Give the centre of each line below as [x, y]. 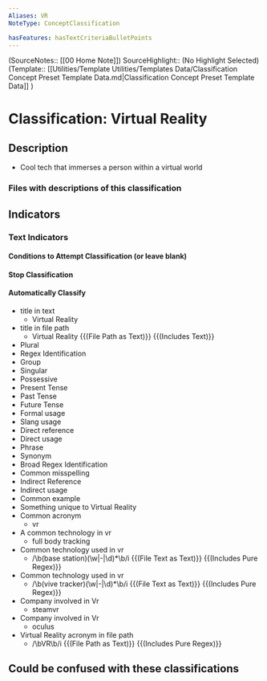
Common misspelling [55, 473]
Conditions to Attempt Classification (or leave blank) [97, 256]
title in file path [44, 328]
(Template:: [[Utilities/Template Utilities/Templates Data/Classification [123, 69]
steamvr [45, 610]
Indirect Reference [51, 481]
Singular [34, 371]
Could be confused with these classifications [123, 669]
